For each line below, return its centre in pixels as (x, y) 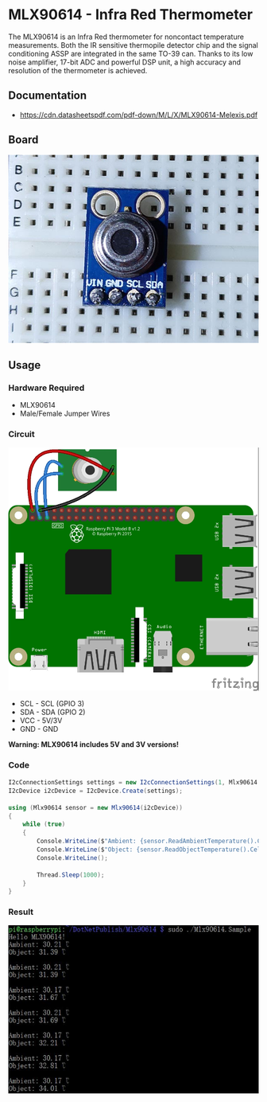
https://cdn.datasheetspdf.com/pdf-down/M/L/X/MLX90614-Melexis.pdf (139, 115)
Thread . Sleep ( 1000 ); (71, 875)
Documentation (48, 96)
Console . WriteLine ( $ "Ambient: (87, 842)
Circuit (22, 434)
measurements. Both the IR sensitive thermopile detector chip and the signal (133, 45)
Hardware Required (46, 388)
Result (21, 912)
